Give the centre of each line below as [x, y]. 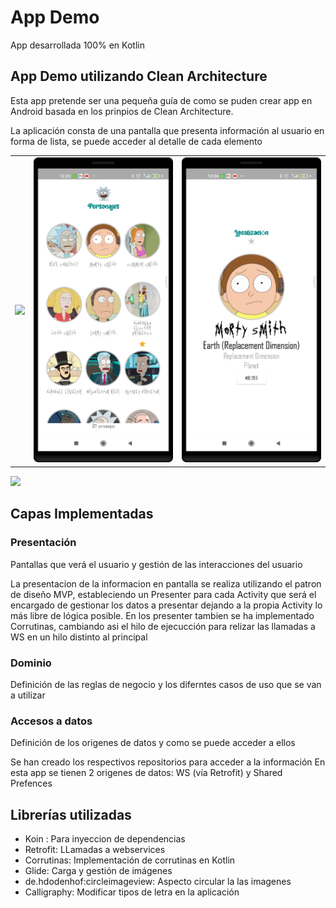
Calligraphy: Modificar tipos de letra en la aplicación [132, 892]
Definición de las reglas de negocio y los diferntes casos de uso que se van [166, 684]
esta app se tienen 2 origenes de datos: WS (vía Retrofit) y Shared [146, 773]
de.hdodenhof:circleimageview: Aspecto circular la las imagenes [158, 882]
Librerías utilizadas [71, 814]
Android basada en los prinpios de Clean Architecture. [122, 111]
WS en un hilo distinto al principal [79, 637]
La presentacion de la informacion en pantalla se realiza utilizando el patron [166, 583]
